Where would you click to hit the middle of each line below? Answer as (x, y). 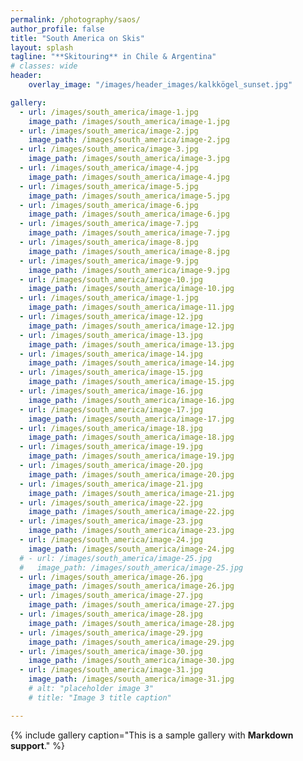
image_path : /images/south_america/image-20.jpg (131, 474)
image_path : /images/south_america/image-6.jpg (129, 214)
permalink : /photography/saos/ (75, 19)
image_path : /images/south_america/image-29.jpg (131, 642)
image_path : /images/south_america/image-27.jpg (131, 605)
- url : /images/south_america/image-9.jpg (109, 261)
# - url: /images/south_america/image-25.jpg (116, 558)
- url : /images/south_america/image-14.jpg (111, 354)
